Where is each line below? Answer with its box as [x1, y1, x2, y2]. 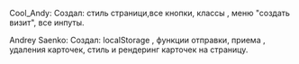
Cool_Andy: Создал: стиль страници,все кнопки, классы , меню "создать [9, 8, 291, 18]
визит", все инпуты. [9, 17, 85, 28]
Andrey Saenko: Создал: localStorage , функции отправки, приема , [9, 35, 266, 45]
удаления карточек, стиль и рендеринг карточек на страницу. [9, 44, 249, 55]
